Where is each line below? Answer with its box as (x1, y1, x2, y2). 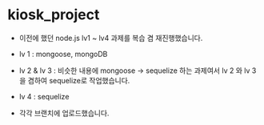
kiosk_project (7, 6, 100, 24)
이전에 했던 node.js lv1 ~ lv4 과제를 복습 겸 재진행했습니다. (18, 33, 203, 42)
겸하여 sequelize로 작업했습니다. (27, 75, 130, 85)
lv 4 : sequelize (18, 91, 70, 101)
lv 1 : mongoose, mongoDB (18, 49, 108, 58)
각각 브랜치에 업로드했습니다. (18, 108, 110, 118)
